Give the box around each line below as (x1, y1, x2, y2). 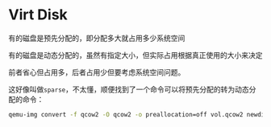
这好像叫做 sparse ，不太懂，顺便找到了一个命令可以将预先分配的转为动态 (8, 84, 249, 94)
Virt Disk (8, 6, 69, 24)
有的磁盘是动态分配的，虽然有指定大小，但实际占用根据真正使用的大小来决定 (8, 50, 263, 59)
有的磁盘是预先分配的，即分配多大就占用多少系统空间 (8, 33, 186, 43)
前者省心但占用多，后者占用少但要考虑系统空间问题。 (8, 67, 186, 77)
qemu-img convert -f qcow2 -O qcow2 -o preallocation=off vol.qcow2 (8, 110, 244, 118)
